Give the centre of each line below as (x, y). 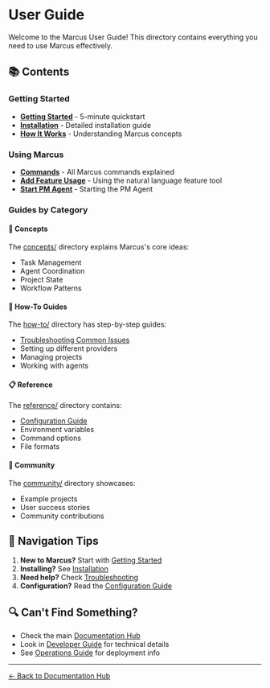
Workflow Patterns (51, 288)
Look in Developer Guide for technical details (94, 645)
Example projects (49, 498)
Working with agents (54, 366)
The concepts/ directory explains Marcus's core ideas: (99, 247)
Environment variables (57, 430)
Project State (41, 280)
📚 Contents (39, 72)
